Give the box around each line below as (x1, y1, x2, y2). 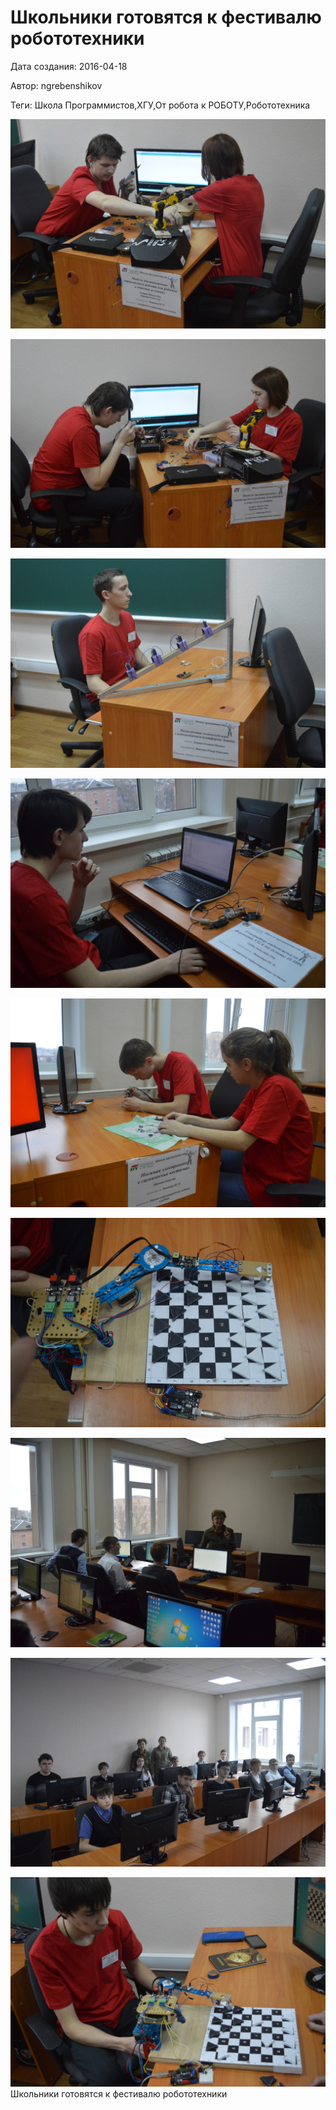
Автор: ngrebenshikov (10, 79, 103, 91)
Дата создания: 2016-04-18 (10, 60, 128, 72)
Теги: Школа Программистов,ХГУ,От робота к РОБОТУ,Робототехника (10, 99, 311, 111)
